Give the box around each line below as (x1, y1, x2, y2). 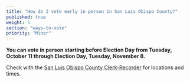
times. (6, 70, 21, 77)
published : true (6, 14, 46, 20)
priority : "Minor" (6, 30, 51, 36)
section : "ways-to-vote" (6, 25, 67, 31)
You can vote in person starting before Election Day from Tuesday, (6, 46, 172, 53)
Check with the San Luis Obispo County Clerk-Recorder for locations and (6, 64, 184, 71)
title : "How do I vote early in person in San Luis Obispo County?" (6, 8, 178, 15)
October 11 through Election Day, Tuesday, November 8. (6, 53, 146, 60)
